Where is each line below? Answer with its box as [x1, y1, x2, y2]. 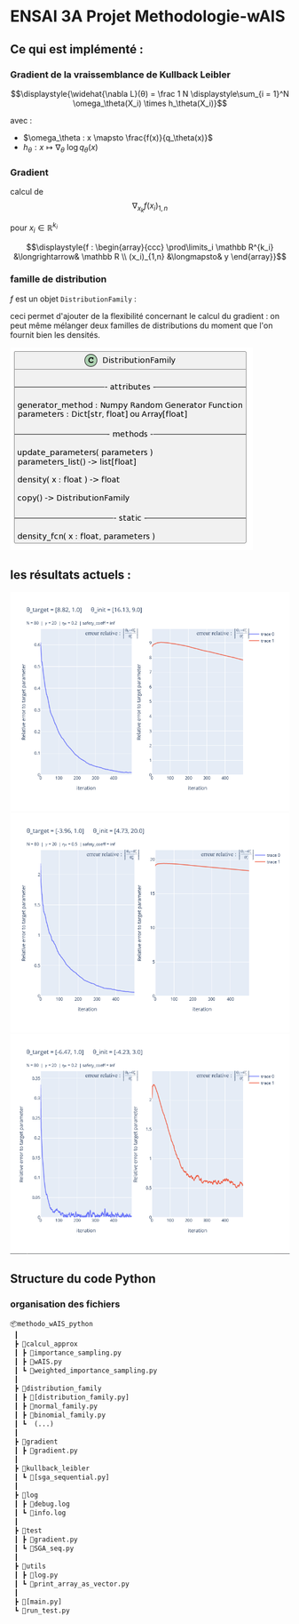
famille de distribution [10, 273, 107, 285]
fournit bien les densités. [10, 329, 101, 340]
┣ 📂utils [13, 1562, 47, 1571]
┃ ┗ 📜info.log [13, 1508, 67, 1517]
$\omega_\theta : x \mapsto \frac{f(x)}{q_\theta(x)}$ [22, 132, 214, 143]
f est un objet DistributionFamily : [10, 293, 137, 304]
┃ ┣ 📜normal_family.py [13, 1402, 98, 1411]
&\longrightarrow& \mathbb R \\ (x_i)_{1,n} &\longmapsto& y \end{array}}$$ [13, 251, 287, 261]
